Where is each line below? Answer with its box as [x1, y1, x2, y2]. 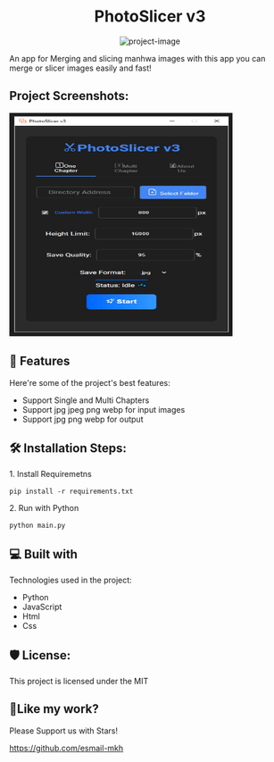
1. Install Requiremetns [9, 469, 92, 480]
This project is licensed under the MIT [9, 676, 149, 686]
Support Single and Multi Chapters [21, 395, 150, 406]
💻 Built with [9, 547, 79, 562]
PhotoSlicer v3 [94, 6, 206, 27]
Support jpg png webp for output [21, 414, 144, 424]
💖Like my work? [9, 701, 100, 716]
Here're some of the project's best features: [9, 377, 171, 388]
